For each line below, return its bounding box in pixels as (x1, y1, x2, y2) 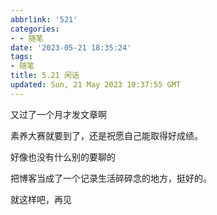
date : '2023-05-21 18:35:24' (10, 42, 132, 53)
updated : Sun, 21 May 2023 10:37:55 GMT (10, 80, 182, 90)
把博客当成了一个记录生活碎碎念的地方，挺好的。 (10, 172, 212, 184)
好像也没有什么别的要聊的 (10, 151, 116, 163)
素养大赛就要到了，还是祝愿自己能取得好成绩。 (10, 129, 203, 141)
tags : (10, 52, 33, 62)
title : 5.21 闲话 (10, 71, 80, 81)
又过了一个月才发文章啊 (10, 108, 107, 120)
